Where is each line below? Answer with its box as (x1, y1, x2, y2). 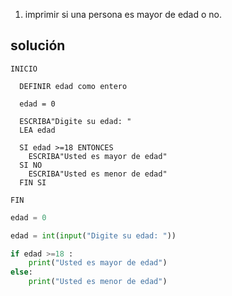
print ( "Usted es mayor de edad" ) (28, 258, 168, 268)
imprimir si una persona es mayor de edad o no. (24, 9, 223, 20)
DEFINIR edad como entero (19, 81, 128, 91)
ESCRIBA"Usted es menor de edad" (28, 169, 168, 179)
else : (10, 267, 33, 278)
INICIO (10, 64, 38, 74)
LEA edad (19, 125, 56, 135)
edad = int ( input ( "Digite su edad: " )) (10, 230, 177, 241)
